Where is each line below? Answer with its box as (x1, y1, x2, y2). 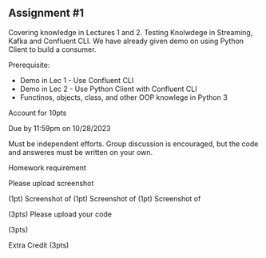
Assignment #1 (8, 6, 85, 20)
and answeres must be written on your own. (8, 147, 153, 157)
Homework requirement (8, 163, 86, 173)
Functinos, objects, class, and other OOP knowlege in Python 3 (19, 92, 228, 102)
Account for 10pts (8, 108, 67, 117)
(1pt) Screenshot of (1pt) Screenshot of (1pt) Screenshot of (8, 193, 201, 203)
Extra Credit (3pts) (8, 240, 69, 250)
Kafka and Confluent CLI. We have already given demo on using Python (8, 36, 244, 46)
